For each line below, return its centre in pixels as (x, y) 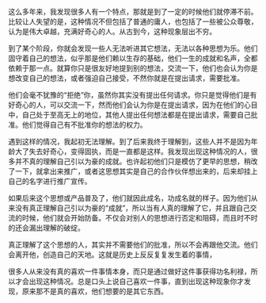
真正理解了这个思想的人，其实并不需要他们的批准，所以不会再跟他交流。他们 (133, 245)
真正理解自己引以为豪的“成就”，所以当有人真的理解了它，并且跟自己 (140, 208)
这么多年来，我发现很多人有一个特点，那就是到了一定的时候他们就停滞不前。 (133, 12)
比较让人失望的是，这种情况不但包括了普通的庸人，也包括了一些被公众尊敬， (133, 21)
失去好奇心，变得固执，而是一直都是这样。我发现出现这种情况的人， (140, 151)
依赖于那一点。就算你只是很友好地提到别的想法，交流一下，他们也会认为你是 (133, 68)
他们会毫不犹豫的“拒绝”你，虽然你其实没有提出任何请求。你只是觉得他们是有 (133, 95)
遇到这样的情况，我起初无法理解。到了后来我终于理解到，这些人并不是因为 (129, 142)
